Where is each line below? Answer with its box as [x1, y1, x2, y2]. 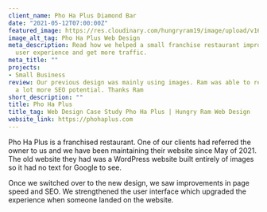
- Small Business [8, 71, 66, 79]
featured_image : [8, 26, 62, 34]
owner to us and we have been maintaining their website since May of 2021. [8, 145, 257, 155]
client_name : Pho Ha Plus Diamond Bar [8, 11, 137, 20]
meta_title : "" [8, 57, 59, 65]
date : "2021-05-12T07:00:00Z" [8, 19, 109, 27]
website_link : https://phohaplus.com [8, 116, 133, 124]
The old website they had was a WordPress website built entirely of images [8, 154, 254, 163]
